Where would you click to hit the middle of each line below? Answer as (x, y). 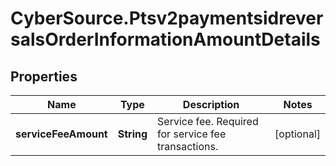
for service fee (192, 134)
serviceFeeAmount (61, 134)
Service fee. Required (208, 121)
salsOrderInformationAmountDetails (165, 39)
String (132, 134)
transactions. (188, 146)
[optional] (297, 134)
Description (211, 104)
